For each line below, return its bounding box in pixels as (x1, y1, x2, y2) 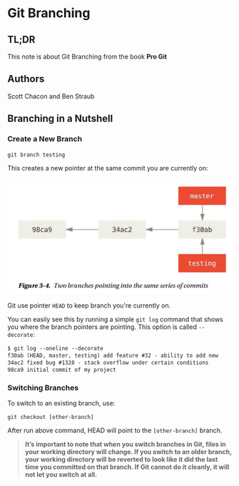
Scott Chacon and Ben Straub (7, 91, 95, 101)
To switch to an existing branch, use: (7, 399, 116, 407)
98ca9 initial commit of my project (7, 366, 116, 373)
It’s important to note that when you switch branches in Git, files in (24, 440, 226, 449)
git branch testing (7, 151, 66, 158)
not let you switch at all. (24, 470, 98, 479)
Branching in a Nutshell (7, 113, 113, 125)
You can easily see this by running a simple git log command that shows (7, 315, 223, 323)
